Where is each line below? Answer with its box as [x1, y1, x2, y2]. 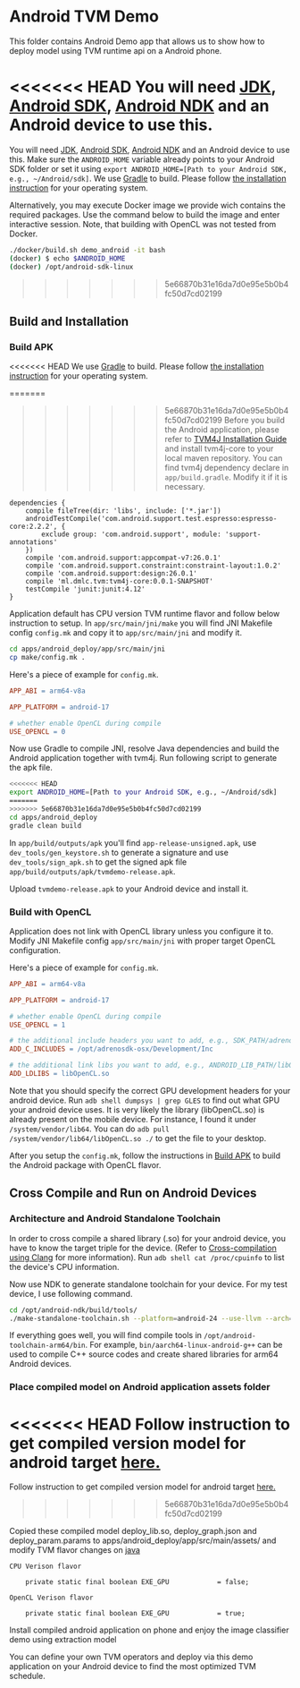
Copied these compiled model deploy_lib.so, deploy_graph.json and [9, 1526, 257, 1537]
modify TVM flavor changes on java [9, 1545, 141, 1556]
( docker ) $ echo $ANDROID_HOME [9, 253, 126, 263]
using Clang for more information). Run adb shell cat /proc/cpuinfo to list [9, 1251, 285, 1263]
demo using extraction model [9, 1634, 118, 1645]
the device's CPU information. [9, 1261, 120, 1272]
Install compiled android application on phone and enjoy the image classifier [9, 1624, 289, 1635]
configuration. [9, 944, 61, 955]
